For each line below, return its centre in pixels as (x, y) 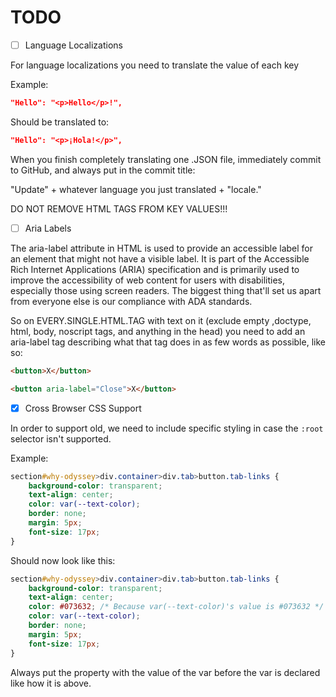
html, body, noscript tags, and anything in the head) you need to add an (158, 331)
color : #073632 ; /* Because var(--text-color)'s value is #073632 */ (176, 607)
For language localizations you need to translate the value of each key (155, 65)
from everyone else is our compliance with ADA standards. (131, 301)
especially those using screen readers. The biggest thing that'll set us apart (166, 290)
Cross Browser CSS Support (83, 408)
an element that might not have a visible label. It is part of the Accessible (160, 258)
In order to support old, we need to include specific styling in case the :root (167, 428)
